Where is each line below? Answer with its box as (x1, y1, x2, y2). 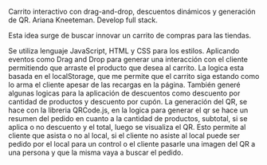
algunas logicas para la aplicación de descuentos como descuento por (8, 88, 241, 98)
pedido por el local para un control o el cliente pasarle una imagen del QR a (8, 139, 256, 148)
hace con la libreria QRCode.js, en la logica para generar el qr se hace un (8, 105, 249, 115)
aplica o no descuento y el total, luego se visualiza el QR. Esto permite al (8, 123, 246, 132)
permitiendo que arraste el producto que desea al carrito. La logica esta (8, 63, 245, 73)
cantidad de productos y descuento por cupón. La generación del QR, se (8, 97, 248, 106)
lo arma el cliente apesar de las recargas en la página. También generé (8, 80, 241, 89)
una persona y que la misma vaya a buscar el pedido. (8, 147, 183, 157)
